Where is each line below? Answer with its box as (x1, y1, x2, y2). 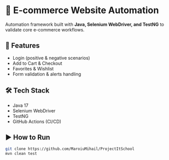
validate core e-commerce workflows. (5, 26, 85, 32)
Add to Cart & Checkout (12, 60, 62, 66)
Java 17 (12, 102, 29, 108)
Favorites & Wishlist (12, 65, 54, 71)
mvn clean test (5, 151, 37, 156)
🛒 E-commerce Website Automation (5, 5, 159, 16)
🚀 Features (5, 42, 40, 50)
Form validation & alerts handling (12, 71, 81, 77)
